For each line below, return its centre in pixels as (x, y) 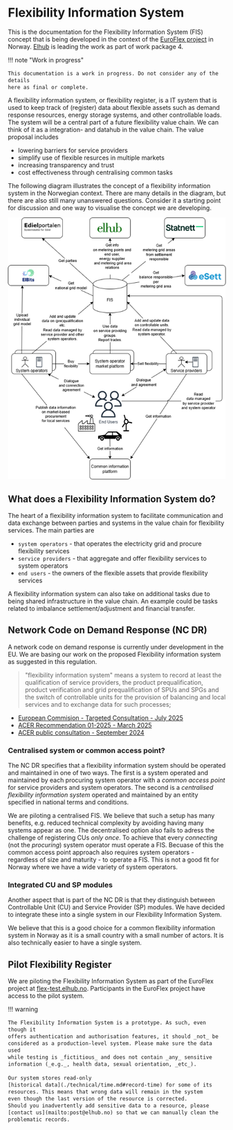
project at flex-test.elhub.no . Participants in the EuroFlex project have (107, 989)
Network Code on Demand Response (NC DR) (108, 630)
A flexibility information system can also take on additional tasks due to (109, 593)
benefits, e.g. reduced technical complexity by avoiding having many (106, 823)
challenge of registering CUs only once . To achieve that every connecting (113, 837)
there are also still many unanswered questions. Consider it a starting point (114, 200)
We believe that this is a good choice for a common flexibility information (112, 928)
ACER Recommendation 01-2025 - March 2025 (85, 725)
